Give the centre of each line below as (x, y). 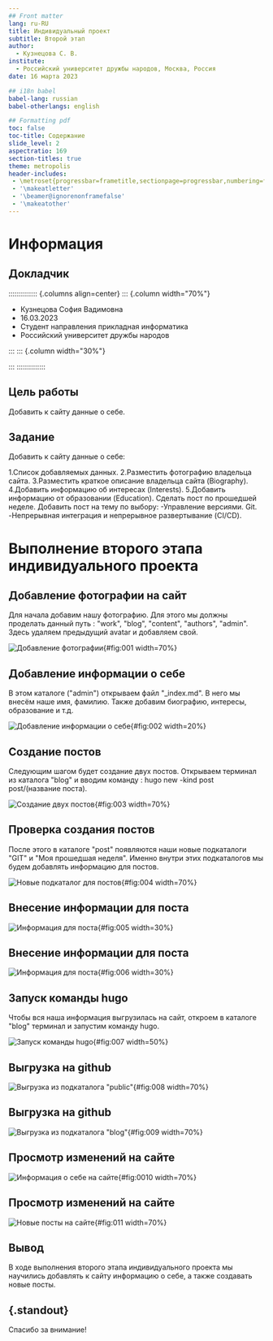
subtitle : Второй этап (47, 39)
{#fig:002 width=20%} (169, 726)
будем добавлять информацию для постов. (84, 867)
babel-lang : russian (43, 98)
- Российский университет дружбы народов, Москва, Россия (116, 69)
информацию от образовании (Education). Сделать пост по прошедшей (133, 498)
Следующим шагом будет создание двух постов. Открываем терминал (133, 771)
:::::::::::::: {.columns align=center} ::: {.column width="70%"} (109, 293)
